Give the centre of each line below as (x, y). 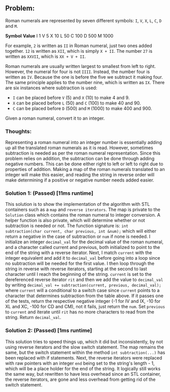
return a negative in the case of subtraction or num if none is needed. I (78, 237)
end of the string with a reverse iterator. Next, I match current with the (79, 253)
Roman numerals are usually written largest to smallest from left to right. (81, 66)
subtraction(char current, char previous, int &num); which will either (81, 231)
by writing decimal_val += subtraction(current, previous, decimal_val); (83, 285)
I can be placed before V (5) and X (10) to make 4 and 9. (71, 97)
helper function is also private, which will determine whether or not (75, 221)
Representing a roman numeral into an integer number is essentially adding (84, 142)
